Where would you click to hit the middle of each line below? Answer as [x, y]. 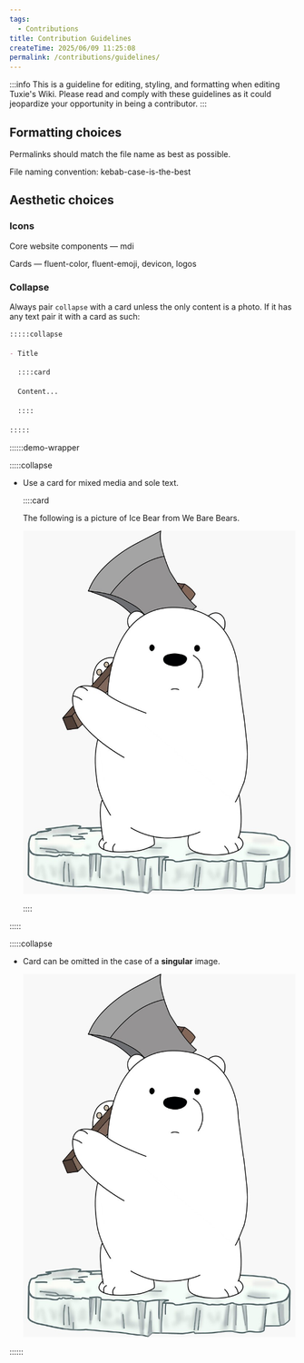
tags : [20, 19]
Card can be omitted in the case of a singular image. [121, 961]
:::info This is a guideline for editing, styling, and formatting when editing [145, 84]
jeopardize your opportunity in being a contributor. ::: [108, 104]
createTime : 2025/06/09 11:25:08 [73, 48]
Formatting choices [66, 132]
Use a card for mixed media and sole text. [100, 482]
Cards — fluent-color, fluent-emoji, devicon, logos [103, 263]
